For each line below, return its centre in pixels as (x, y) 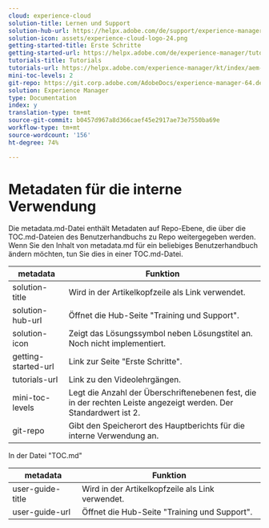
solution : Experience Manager (59, 90)
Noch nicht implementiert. (117, 343)
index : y (23, 105)
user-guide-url (41, 512)
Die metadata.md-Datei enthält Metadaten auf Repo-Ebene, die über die (127, 229)
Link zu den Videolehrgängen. (125, 380)
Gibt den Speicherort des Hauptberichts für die (157, 426)
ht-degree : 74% (34, 142)
